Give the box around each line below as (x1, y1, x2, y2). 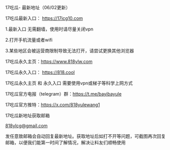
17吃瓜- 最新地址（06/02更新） (5, 5, 70, 10)
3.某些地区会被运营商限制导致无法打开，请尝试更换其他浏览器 (5, 48, 134, 53)
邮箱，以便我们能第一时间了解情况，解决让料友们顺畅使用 (5, 139, 126, 145)
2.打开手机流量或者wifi (5, 37, 52, 43)
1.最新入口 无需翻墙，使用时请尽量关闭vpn (5, 26, 94, 32)
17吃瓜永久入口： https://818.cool (5, 69, 75, 75)
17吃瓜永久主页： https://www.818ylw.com (5, 58, 93, 65)
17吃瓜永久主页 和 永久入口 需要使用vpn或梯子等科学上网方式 (5, 80, 133, 86)
